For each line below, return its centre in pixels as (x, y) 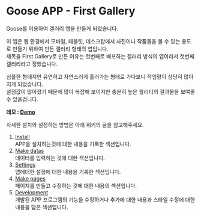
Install (22, 137)
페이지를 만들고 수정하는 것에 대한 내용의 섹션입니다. (76, 185)
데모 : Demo (21, 112)
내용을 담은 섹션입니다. (41, 207)
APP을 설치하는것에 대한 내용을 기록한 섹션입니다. (73, 144)
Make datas (29, 150)
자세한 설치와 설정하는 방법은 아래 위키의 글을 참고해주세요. (75, 125)
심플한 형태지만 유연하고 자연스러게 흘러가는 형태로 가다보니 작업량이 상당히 (94, 76)
